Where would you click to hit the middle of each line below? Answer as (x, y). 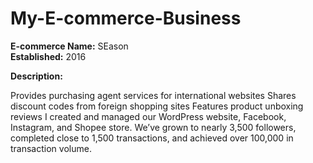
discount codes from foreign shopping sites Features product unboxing (157, 106)
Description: (36, 76)
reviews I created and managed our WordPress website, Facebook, (148, 116)
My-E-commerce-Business (126, 18)
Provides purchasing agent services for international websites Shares (153, 95)
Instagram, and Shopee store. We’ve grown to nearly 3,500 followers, (153, 127)
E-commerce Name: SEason (69, 46)
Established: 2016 (48, 56)
